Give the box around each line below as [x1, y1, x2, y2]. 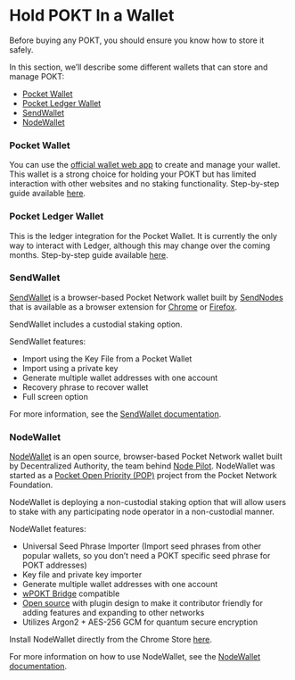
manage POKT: [9, 70, 65, 81]
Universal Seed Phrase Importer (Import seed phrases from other [21, 541, 262, 551]
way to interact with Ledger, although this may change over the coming [9, 240, 271, 251]
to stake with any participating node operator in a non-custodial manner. [9, 506, 275, 518]
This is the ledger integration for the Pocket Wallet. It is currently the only [9, 230, 278, 241]
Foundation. [9, 479, 53, 491]
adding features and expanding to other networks [21, 608, 205, 618]
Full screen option [21, 391, 89, 402]
